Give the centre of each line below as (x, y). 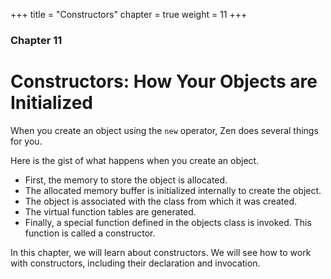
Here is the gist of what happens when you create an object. (135, 160)
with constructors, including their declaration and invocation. (135, 263)
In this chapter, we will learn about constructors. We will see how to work (161, 252)
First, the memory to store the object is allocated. (126, 180)
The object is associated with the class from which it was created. (161, 201)
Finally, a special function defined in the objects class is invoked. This (168, 222)
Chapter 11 (36, 40)
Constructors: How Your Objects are (164, 81)
